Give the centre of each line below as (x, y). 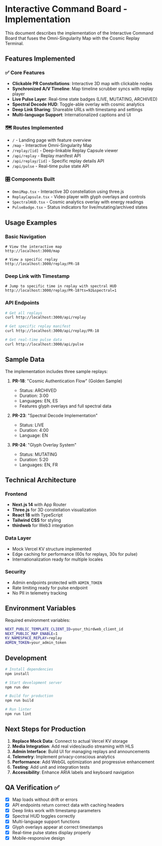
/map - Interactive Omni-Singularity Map (52, 145)
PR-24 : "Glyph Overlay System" (44, 445)
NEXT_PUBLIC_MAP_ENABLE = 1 (31, 634)
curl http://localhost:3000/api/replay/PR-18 (52, 331)
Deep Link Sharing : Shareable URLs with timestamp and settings (77, 109)
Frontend (16, 494)
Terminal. (14, 43)
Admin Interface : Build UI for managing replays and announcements (81, 751)
